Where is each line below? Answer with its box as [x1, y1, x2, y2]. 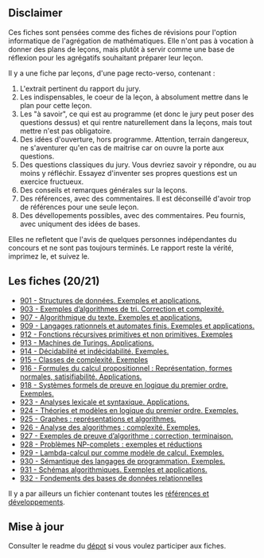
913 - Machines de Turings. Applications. [19, 338, 154, 347]
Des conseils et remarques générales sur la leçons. [19, 185, 188, 194]
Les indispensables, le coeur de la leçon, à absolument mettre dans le [19, 92, 249, 102]
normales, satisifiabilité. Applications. [19, 372, 142, 381]
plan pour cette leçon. [19, 100, 92, 110]
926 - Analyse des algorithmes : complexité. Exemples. [19, 422, 201, 432]
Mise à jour [8, 521, 64, 534]
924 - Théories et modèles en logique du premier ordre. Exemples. [19, 405, 239, 415]
